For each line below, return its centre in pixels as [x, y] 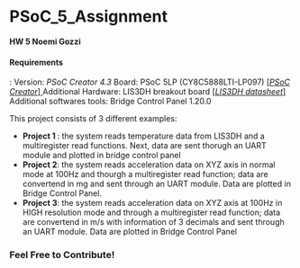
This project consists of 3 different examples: [93, 119]
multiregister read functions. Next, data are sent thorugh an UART [145, 146]
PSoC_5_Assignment [89, 17]
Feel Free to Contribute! [62, 255]
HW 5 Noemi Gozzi [45, 41]
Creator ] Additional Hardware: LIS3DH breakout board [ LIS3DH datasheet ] [148, 92]
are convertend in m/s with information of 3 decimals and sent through [154, 222]
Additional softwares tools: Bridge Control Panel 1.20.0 [110, 102]
